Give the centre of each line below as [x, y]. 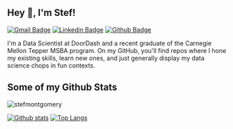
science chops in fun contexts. [51, 65]
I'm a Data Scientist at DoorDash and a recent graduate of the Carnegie [110, 43]
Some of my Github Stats [62, 88]
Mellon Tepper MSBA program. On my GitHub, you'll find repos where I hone [117, 50]
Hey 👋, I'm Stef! [41, 13]
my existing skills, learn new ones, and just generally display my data [106, 58]
